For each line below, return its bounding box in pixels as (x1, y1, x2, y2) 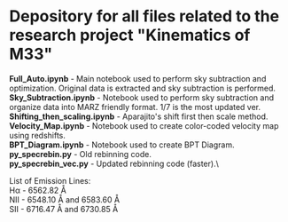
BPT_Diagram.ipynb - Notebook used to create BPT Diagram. (9, 139, 235, 150)
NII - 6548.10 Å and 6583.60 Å (9, 194, 121, 205)
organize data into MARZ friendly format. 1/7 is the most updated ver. (9, 101, 261, 112)
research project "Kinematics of (9, 25, 251, 45)
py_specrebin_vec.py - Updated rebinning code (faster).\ (9, 158, 219, 169)
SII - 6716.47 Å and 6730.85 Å (9, 203, 119, 214)
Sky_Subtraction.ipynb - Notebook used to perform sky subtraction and (9, 91, 275, 103)
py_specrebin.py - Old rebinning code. (9, 148, 152, 159)
